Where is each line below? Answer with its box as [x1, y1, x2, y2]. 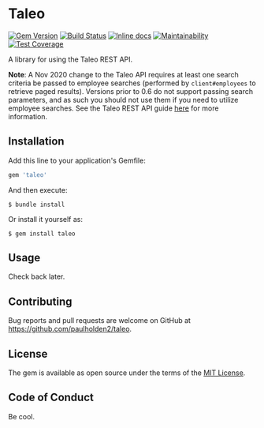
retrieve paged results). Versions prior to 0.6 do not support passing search [8, 86, 254, 96]
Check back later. [8, 272, 65, 281]
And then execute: [8, 185, 68, 194]
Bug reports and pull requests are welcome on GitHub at [8, 316, 191, 325]
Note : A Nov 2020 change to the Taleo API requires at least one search [8, 69, 239, 79]
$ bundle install [8, 201, 65, 208]
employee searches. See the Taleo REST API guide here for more [8, 103, 219, 113]
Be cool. [8, 411, 35, 421]
